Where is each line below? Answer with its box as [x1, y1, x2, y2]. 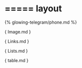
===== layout [4, 3, 62, 14]
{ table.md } [4, 57, 29, 63]
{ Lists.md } [4, 48, 28, 54]
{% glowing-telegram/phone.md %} [4, 19, 77, 25]
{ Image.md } [4, 29, 31, 34]
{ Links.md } [4, 38, 29, 44]
